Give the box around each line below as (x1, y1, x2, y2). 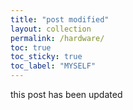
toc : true (10, 42, 52, 53)
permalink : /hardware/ (10, 33, 105, 43)
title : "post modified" (10, 14, 110, 25)
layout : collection (10, 24, 92, 34)
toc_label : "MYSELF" (10, 61, 97, 71)
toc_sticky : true (10, 52, 83, 62)
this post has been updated (10, 89, 123, 100)
